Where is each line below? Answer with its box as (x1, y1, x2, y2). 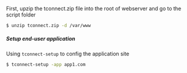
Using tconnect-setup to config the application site (6, 50, 130, 57)
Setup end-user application (6, 35, 76, 42)
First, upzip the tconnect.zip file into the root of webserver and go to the (6, 5, 182, 12)
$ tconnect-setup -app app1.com (6, 61, 86, 67)
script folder (6, 11, 36, 18)
